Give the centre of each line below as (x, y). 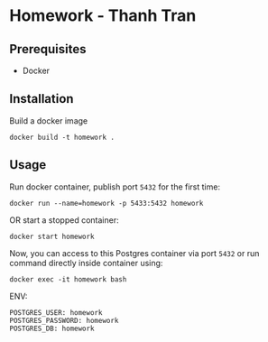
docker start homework (52, 236)
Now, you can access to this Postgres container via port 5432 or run (134, 253)
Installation (42, 99)
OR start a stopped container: (64, 220)
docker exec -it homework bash (68, 279)
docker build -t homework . (62, 137)
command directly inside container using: (86, 263)
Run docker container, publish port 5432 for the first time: (115, 187)
